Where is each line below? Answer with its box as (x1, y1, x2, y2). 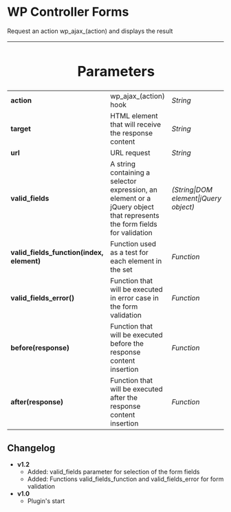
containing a (109, 168, 151, 177)
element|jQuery (171, 194, 222, 203)
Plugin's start (27, 496, 65, 505)
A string (109, 159, 136, 169)
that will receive (109, 120, 162, 129)
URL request (109, 148, 151, 158)
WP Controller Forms (7, 4, 129, 20)
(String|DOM (171, 185, 213, 194)
